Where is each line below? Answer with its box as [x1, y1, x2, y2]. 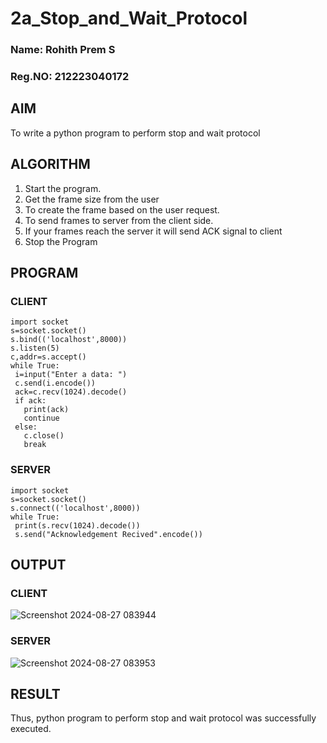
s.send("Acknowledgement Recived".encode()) [14, 529, 203, 539]
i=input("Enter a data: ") [14, 370, 128, 380]
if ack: [14, 396, 47, 406]
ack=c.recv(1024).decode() [14, 387, 128, 397]
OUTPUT [10, 557, 67, 574]
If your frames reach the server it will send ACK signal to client [24, 225, 283, 237]
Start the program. [24, 182, 102, 194]
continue [23, 413, 60, 424]
